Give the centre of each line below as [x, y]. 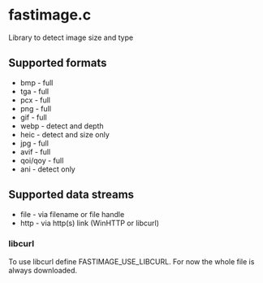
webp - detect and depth [62, 126]
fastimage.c [50, 15]
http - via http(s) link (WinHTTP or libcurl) [90, 223]
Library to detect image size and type [71, 37]
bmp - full [37, 82]
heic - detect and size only [65, 134]
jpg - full [34, 143]
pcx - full [35, 100]
